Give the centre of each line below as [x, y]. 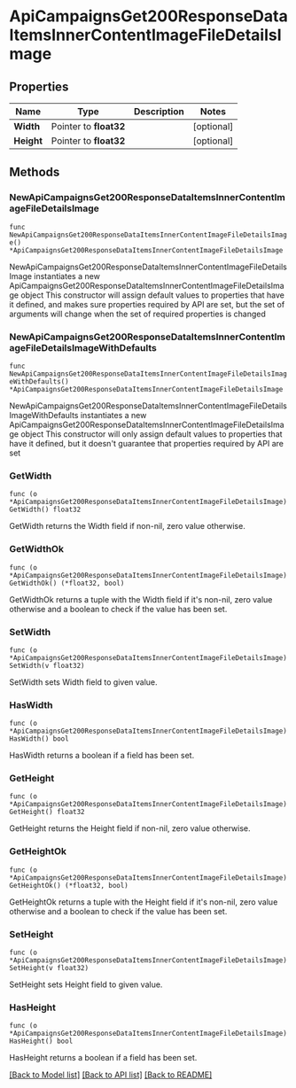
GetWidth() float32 [45, 510]
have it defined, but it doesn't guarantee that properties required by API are [146, 443]
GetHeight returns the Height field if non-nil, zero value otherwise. [130, 828]
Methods [35, 172]
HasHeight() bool [41, 1041]
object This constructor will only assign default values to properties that [152, 434]
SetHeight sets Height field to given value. [86, 984]
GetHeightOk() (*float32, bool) [69, 885]
